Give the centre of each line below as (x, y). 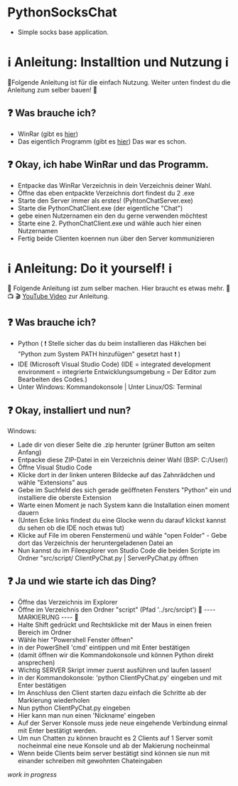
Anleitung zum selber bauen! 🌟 (53, 90)
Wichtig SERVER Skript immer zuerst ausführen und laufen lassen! (114, 670)
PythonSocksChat (62, 12)
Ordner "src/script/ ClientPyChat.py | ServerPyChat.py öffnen (108, 558)
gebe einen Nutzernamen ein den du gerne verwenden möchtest (113, 216)
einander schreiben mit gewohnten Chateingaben (90, 760)
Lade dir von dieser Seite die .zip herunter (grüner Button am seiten (116, 445)
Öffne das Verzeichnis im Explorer (67, 602)
